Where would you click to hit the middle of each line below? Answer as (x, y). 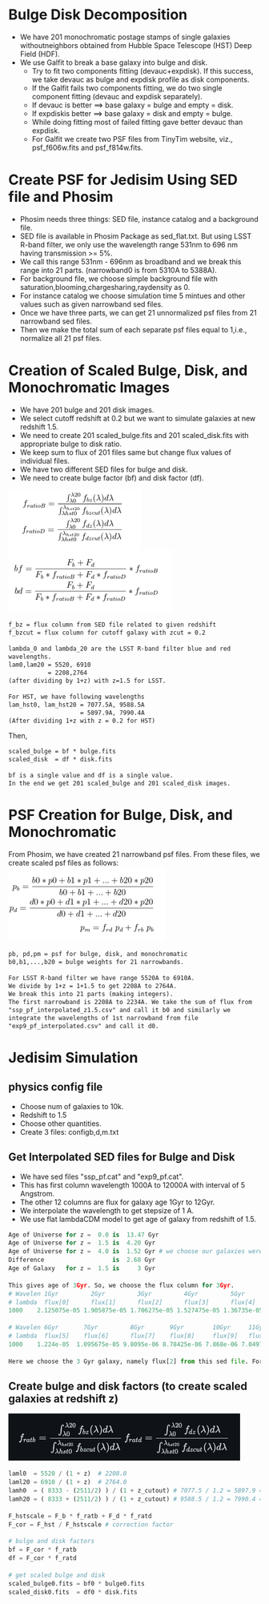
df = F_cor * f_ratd (43, 1558)
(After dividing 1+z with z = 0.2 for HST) (82, 721)
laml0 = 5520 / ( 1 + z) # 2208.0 (68, 1474)
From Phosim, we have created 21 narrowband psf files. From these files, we (134, 854)
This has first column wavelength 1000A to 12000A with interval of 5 (132, 1185)
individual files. (45, 460)
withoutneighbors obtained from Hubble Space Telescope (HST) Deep (136, 45)
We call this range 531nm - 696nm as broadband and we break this (130, 261)
